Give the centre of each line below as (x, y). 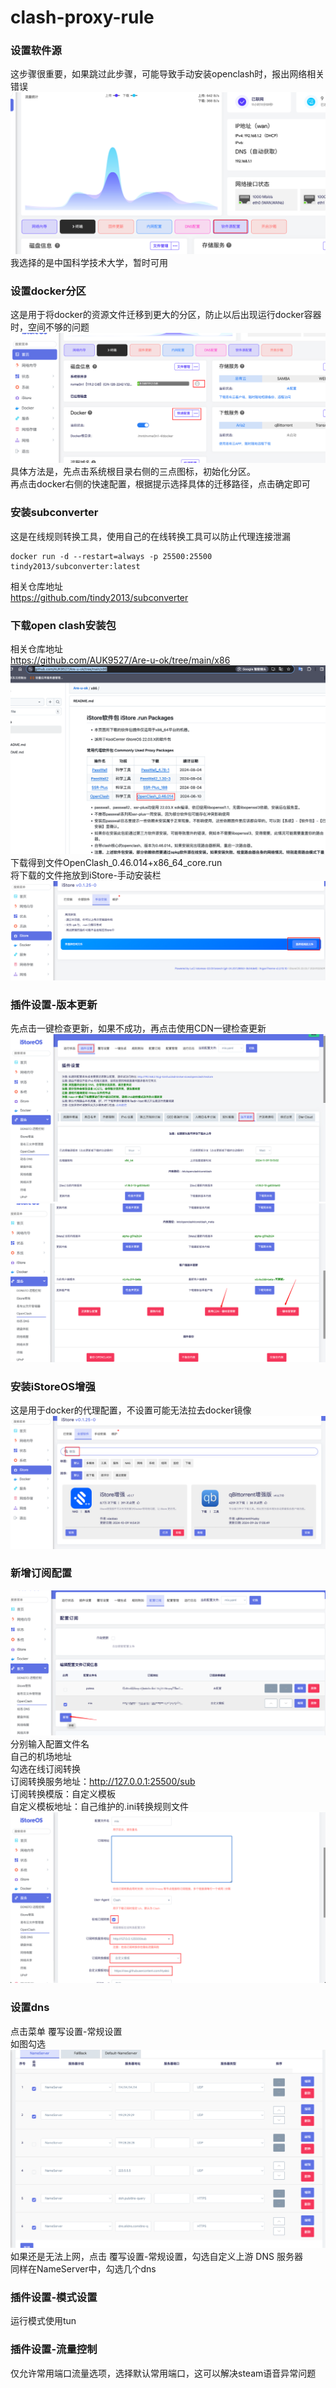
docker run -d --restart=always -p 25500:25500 (111, 556)
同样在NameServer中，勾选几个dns (83, 2269)
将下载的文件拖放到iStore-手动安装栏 (86, 875)
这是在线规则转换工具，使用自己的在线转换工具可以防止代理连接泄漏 (150, 536)
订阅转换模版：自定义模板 (63, 1793)
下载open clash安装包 (63, 625)
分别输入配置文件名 (50, 1743)
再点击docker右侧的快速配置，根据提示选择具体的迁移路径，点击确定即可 (160, 484)
